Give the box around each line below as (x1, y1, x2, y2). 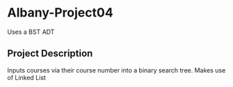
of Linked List (7, 73, 47, 81)
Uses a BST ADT (7, 28, 55, 36)
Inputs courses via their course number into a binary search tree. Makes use (7, 66, 226, 74)
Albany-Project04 (7, 5, 113, 21)
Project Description (7, 48, 93, 59)
